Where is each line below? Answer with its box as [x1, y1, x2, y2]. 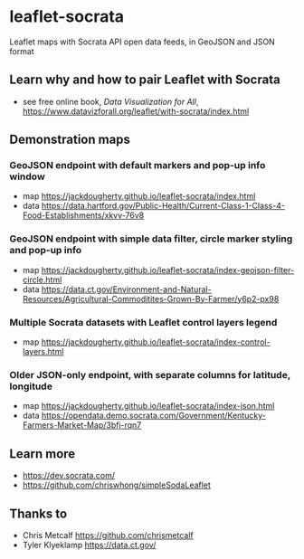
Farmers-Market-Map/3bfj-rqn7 [22, 420, 142, 431]
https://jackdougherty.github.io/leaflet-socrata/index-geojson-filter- [41, 264, 295, 275]
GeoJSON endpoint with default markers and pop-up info [9, 159, 266, 172]
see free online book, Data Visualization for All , [22, 96, 199, 107]
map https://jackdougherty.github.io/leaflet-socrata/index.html [22, 191, 256, 202]
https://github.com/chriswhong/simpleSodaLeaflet [22, 479, 211, 490]
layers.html [22, 346, 64, 357]
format [9, 45, 34, 56]
